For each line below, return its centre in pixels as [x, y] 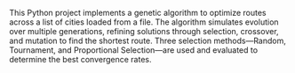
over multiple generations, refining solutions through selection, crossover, [144, 31]
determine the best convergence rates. [80, 59]
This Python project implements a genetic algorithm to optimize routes [138, 13]
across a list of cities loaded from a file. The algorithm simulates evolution [144, 22]
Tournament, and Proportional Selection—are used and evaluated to [134, 50]
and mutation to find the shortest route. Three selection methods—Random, [147, 40]
